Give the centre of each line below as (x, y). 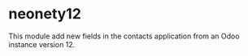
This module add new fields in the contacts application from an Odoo (124, 36)
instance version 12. (42, 44)
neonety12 (45, 14)
